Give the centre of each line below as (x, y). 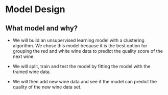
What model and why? (42, 28)
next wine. (23, 56)
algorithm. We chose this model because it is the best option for (80, 46)
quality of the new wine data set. (47, 87)
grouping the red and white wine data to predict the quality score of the (88, 51)
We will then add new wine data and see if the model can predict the (85, 82)
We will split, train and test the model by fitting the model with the (81, 66)
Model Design (35, 9)
